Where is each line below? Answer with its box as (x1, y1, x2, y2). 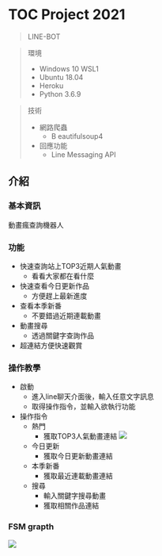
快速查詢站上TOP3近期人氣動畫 (19, 261, 122, 270)
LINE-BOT (27, 32, 61, 41)
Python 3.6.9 (39, 89, 81, 98)
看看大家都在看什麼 (31, 271, 95, 281)
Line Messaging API (51, 149, 116, 159)
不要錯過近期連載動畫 (31, 311, 101, 320)
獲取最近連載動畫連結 (43, 471, 113, 481)
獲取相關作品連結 (43, 501, 100, 511)
